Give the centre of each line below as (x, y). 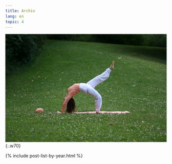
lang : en (15, 16)
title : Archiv (20, 11)
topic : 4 (15, 22)
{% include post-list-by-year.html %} (44, 156)
